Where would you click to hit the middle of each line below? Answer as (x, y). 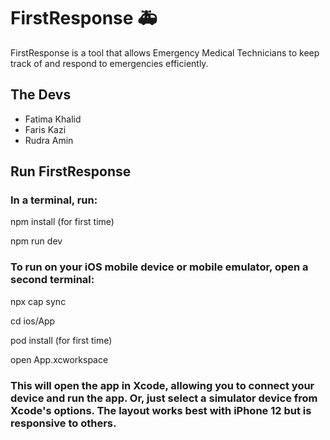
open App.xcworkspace (59, 359)
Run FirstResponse (71, 171)
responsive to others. (63, 423)
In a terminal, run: (54, 200)
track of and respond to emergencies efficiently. (109, 63)
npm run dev (36, 241)
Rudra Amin (49, 140)
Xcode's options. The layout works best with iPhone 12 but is (161, 410)
